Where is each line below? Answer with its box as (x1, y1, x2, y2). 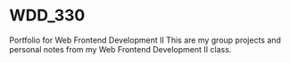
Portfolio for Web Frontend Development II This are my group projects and (9, 35, 281, 45)
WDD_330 (9, 5, 86, 26)
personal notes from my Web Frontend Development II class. (9, 43, 232, 54)
